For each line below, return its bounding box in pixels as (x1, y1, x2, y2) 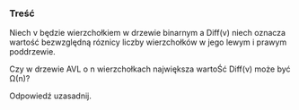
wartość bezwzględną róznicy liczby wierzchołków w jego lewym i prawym (9, 37, 287, 47)
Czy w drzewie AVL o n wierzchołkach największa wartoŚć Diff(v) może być (9, 63, 291, 74)
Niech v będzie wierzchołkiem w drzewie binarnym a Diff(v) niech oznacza (9, 28, 286, 38)
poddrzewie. (9, 47, 56, 57)
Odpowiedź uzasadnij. (9, 90, 92, 101)
